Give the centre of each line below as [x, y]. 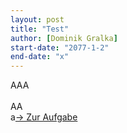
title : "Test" [40, 29]
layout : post [37, 19]
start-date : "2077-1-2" [60, 47]
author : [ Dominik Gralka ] [64, 38]
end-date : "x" [40, 57]
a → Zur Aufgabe [44, 117]
